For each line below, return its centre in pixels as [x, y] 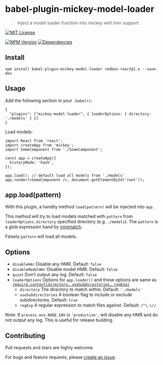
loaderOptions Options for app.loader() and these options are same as [84, 280]
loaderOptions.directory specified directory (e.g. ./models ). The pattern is [81, 222]
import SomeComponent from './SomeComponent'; [54, 150]
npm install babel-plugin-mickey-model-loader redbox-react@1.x [73, 69]
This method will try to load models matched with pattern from [69, 216]
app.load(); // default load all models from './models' [65, 175]
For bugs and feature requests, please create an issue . [61, 357]
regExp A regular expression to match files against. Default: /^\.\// [88, 305]
